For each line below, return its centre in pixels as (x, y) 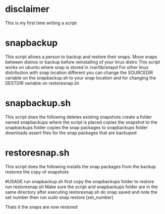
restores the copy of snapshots (37, 172)
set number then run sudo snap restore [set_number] (59, 197)
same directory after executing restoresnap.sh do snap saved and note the (81, 192)
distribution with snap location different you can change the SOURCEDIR (79, 72)
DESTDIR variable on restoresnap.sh (42, 83)
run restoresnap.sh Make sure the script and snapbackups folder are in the (82, 187)
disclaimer (27, 9)
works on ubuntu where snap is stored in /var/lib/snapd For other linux (77, 67)
